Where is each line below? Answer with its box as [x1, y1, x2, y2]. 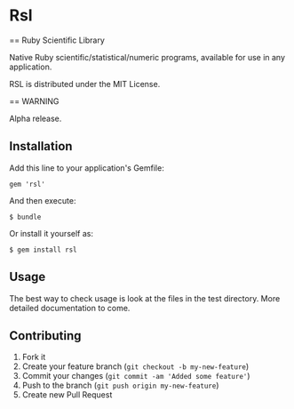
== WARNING [9, 95, 60, 107]
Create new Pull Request [21, 389, 113, 400]
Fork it [21, 352, 46, 363]
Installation [9, 139, 73, 154]
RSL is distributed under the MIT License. [9, 78, 161, 89]
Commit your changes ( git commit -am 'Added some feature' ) [21, 371, 250, 381]
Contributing [9, 328, 82, 343]
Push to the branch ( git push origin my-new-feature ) [21, 380, 219, 391]
